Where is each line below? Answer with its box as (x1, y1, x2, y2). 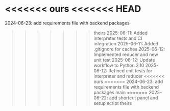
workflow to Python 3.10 (93, 62, 144, 68)
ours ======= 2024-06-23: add (93, 78, 163, 85)
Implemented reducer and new (93, 51, 159, 58)
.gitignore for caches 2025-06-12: (93, 46, 165, 52)
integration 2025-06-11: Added (93, 40, 159, 46)
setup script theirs (93, 100, 132, 106)
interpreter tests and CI (93, 35, 142, 41)
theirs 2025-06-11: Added (93, 30, 148, 36)
